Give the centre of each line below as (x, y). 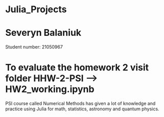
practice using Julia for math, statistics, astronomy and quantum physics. (82, 109)
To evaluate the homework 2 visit (77, 68)
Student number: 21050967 (34, 47)
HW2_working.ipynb (50, 89)
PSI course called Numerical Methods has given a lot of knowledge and (80, 104)
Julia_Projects (36, 9)
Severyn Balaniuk (43, 33)
